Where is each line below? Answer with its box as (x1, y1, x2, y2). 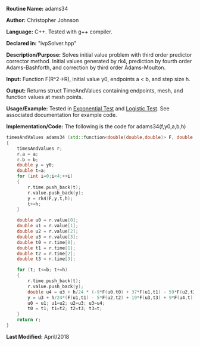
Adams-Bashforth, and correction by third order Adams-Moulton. (6, 64, 166, 71)
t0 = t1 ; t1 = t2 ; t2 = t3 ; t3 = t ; (27, 305, 102, 312)
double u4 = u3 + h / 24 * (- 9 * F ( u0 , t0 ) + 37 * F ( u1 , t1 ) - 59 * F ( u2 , (27, 289, 190, 295)
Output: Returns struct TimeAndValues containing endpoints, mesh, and (6, 87, 183, 94)
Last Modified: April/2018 (6, 333, 70, 340)
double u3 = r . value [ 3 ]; (17, 234, 79, 240)
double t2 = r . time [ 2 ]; (17, 251, 76, 257)
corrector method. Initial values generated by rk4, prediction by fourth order (6, 58, 192, 64)
